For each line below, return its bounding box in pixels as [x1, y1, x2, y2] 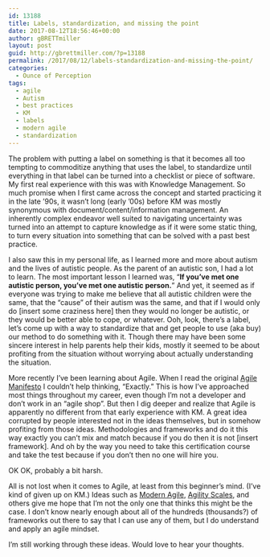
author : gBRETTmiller [8, 34, 81, 43]
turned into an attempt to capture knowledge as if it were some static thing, [8, 222, 258, 232]
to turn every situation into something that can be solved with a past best [8, 230, 251, 240]
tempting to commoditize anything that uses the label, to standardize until [8, 162, 252, 171]
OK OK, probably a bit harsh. [8, 465, 103, 475]
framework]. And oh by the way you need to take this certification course [8, 441, 251, 451]
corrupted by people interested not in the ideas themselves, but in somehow [8, 415, 261, 425]
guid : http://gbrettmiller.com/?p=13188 [8, 49, 146, 57]
